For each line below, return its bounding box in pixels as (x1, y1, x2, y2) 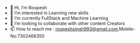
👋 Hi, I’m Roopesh (10, 5, 47, 10)
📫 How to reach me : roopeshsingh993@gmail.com (10, 26, 118, 32)
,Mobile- (117, 26, 135, 32)
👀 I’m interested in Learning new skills (10, 10, 89, 16)
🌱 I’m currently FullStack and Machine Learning (10, 15, 108, 21)
